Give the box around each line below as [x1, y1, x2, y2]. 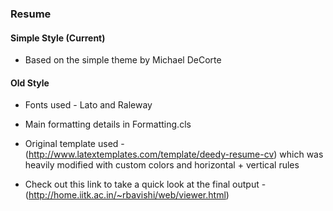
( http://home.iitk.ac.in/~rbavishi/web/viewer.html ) [24, 189, 230, 201]
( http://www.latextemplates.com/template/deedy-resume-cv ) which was [24, 148, 324, 161]
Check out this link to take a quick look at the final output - [24, 178, 267, 191]
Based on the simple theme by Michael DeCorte [24, 54, 222, 66]
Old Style [10, 77, 50, 89]
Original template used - [24, 138, 125, 150]
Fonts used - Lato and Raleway [24, 99, 153, 111]
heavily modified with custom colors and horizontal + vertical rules [24, 159, 300, 171]
